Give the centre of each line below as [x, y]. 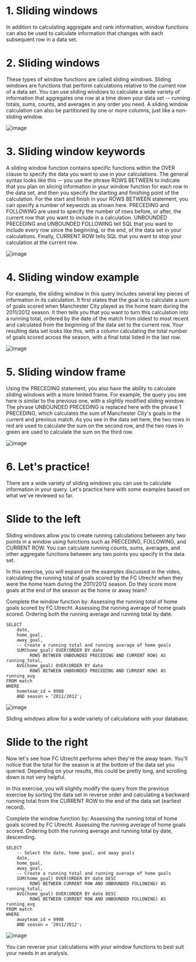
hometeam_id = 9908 [40, 691]
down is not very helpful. [36, 777]
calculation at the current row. [42, 242]
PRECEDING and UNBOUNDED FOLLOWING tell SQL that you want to [90, 224]
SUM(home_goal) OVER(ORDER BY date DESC [66, 878]
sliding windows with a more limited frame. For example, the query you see [97, 394]
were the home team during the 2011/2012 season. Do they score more [91, 584]
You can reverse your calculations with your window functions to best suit [95, 947]
